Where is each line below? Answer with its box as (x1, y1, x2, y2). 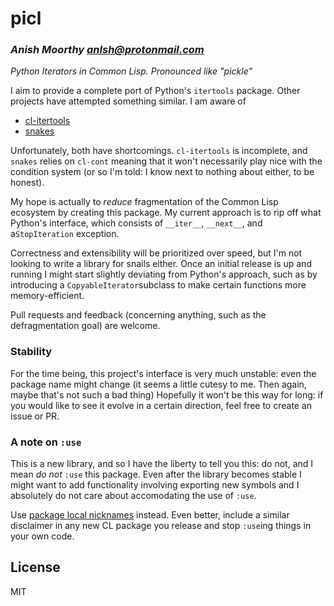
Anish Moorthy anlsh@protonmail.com (10, 43, 205, 57)
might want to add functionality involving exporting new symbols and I (10, 479, 300, 491)
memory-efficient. (10, 290, 85, 302)
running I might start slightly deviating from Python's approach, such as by (10, 268, 318, 281)
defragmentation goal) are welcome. (10, 320, 161, 332)
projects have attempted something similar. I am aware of (10, 95, 247, 107)
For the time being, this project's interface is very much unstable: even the (10, 367, 317, 379)
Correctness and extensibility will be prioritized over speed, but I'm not (10, 247, 303, 259)
